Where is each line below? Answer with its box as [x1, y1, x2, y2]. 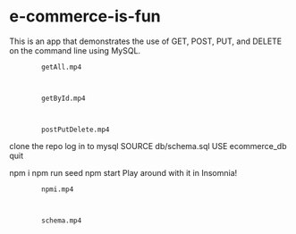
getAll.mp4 [41, 63, 82, 71]
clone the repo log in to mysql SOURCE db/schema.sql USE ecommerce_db [9, 140, 288, 151]
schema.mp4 [41, 216, 82, 225]
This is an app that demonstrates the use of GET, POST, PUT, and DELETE [9, 36, 283, 46]
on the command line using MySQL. [9, 45, 141, 55]
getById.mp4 [41, 94, 87, 103]
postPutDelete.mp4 [41, 125, 110, 134]
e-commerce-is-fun [9, 6, 161, 27]
